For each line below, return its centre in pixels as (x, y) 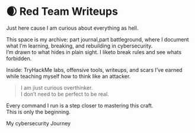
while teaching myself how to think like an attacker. (68, 76)
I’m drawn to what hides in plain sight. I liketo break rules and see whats (94, 52)
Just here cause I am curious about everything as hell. (72, 28)
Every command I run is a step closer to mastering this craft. (80, 105)
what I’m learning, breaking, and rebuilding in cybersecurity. (79, 46)
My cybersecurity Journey (39, 123)
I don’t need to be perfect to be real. (65, 94)
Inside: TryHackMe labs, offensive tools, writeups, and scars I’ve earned (94, 69)
